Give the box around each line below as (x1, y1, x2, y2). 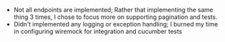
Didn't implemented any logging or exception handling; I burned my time (13, 20, 218, 28)
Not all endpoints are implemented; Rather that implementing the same (13, 6, 214, 14)
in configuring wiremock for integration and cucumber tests (13, 27, 182, 35)
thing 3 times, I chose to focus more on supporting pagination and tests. (13, 13, 218, 21)
